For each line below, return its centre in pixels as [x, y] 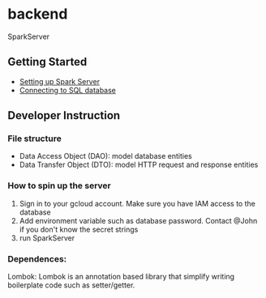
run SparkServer [47, 238]
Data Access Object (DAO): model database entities [105, 156]
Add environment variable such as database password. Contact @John [138, 220]
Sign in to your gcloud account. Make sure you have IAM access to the [137, 203]
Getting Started [47, 62]
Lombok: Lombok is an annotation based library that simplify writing [121, 277]
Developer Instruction [64, 115]
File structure [34, 138]
